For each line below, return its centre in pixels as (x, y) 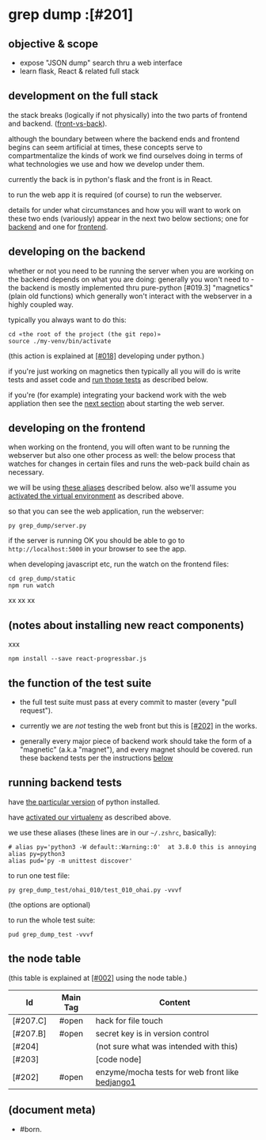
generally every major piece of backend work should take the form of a (135, 741)
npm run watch (32, 586)
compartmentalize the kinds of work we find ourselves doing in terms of (126, 155)
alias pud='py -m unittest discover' (70, 861)
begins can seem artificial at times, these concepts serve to (106, 147)
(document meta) (52, 1110)
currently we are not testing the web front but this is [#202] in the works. (138, 726)
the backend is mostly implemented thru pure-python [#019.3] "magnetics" (131, 287)
